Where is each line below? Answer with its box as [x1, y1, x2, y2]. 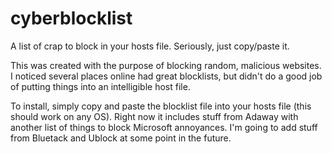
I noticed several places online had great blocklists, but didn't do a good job [10, 70, 323, 82]
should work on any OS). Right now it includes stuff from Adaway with [10, 110, 299, 122]
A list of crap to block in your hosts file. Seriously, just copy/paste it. [10, 40, 290, 52]
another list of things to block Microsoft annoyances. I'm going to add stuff [10, 121, 318, 133]
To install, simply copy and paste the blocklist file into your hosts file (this [10, 100, 312, 112]
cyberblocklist [10, 7, 133, 30]
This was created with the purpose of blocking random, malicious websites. [10, 59, 322, 71]
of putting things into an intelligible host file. [10, 80, 191, 92]
